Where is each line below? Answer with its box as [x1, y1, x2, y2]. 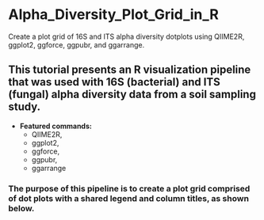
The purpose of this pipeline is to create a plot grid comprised [8, 183, 251, 194]
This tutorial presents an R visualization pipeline [8, 63, 251, 77]
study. [8, 101, 41, 114]
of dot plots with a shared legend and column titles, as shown [8, 192, 250, 203]
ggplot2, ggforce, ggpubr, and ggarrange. [8, 40, 145, 49]
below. [8, 203, 35, 214]
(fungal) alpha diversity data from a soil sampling [8, 88, 256, 101]
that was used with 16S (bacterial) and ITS [8, 75, 220, 89]
